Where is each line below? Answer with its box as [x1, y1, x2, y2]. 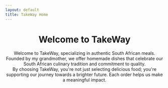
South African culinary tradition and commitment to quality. [23, 61, 146, 67]
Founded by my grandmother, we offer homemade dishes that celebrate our [6, 56, 163, 62]
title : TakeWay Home [5, 12, 49, 17]
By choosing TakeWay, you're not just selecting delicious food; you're [12, 66, 157, 72]
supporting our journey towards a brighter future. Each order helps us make [6, 71, 163, 78]
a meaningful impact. [62, 77, 107, 83]
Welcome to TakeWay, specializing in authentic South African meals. [14, 50, 155, 56]
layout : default [5, 7, 39, 13]
